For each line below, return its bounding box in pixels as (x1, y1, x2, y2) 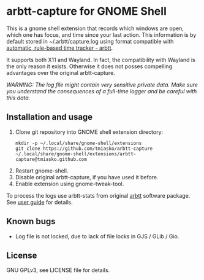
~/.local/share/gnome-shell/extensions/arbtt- (15, 150, 137, 157)
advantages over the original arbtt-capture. (6, 69, 115, 76)
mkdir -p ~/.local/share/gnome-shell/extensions (15, 140, 142, 146)
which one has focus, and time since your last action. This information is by (6, 31, 197, 38)
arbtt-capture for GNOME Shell (6, 4, 167, 18)
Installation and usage (6, 112, 93, 122)
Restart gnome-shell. (15, 167, 69, 174)
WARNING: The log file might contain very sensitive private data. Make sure (6, 81, 198, 88)
